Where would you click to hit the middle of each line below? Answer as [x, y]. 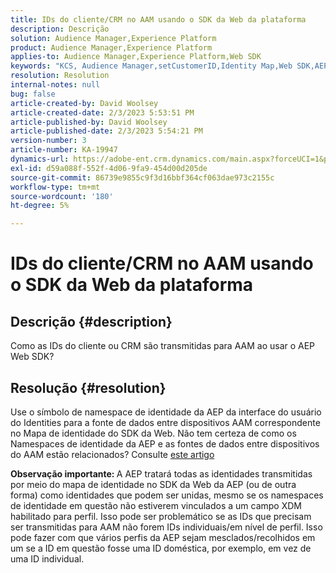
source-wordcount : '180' [62, 196]
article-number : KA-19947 [64, 150]
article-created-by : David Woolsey [84, 103]
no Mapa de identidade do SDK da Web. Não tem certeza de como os [153, 433]
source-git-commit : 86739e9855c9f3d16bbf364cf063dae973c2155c [142, 177]
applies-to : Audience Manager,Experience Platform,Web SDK [136, 57]
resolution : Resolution [60, 76]
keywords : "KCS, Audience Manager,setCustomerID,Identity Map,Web [151, 66]
